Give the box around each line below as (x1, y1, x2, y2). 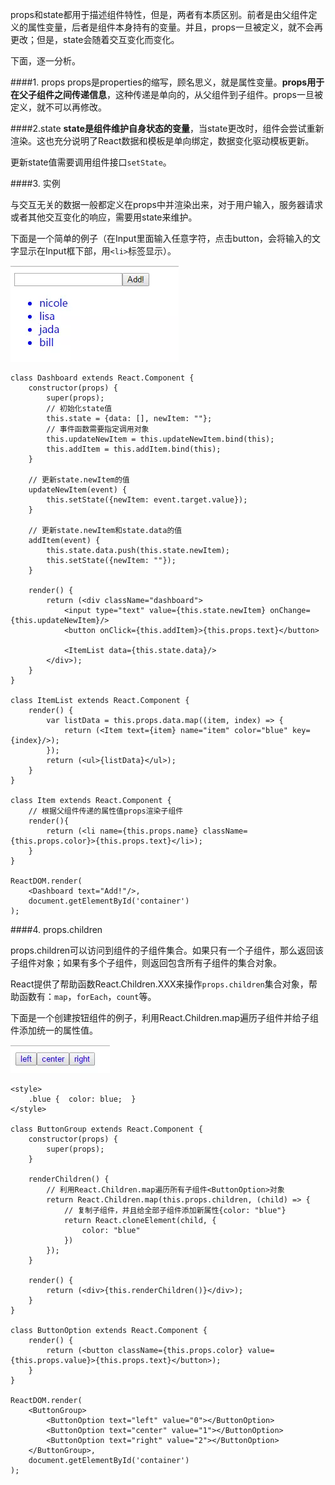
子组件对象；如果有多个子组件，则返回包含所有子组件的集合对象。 (10, 957, 282, 968)
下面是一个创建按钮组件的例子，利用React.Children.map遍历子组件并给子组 (10, 1012, 320, 1023)
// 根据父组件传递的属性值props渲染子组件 (28, 806, 184, 816)
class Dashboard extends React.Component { (10, 373, 195, 383)
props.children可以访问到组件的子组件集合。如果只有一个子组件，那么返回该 (10, 944, 325, 956)
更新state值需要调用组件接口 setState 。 (10, 156, 172, 168)
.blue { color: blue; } (28, 1094, 137, 1104)
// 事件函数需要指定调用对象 (46, 424, 150, 434)
